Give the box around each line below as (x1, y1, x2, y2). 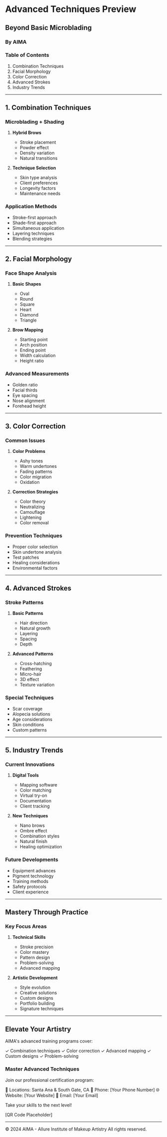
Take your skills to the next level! (5, 1102, 72, 1108)
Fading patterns (19, 468, 53, 475)
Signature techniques (19, 1006, 64, 1012)
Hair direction (19, 620, 48, 626)
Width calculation (19, 353, 56, 359)
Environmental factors (12, 565, 58, 571)
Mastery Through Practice (5, 908, 88, 917)
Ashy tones (19, 458, 43, 464)
